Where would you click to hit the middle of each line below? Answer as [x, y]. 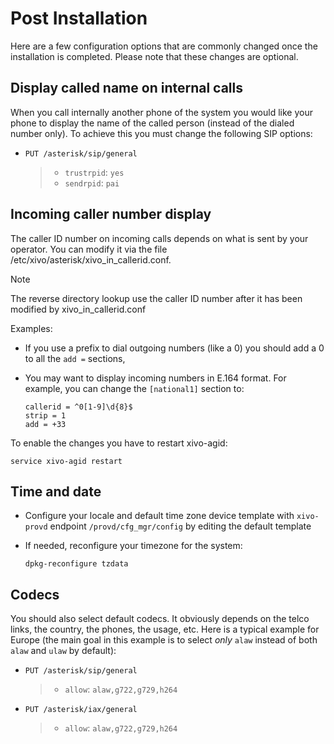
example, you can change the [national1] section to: [134, 388]
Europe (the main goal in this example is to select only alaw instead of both [164, 640]
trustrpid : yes [94, 172]
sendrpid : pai [92, 183]
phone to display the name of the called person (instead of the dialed [152, 123]
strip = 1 [45, 415]
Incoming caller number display [111, 214]
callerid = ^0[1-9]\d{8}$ [78, 407]
